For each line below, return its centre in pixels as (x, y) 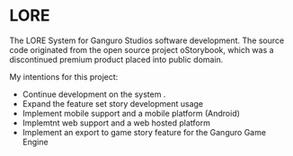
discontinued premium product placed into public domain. (116, 59)
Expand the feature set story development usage (113, 103)
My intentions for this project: (64, 76)
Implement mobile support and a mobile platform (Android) (131, 113)
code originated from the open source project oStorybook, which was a (142, 49)
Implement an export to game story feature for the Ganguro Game (144, 132)
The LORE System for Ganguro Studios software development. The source (147, 40)
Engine (35, 142)
